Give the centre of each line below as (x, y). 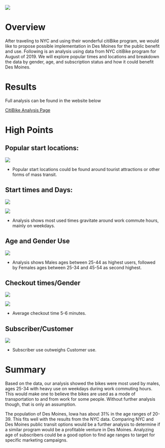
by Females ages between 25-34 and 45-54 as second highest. (77, 267)
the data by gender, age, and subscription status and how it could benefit (80, 62)
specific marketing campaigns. (36, 440)
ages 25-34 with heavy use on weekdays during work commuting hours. (79, 389)
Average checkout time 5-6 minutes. (49, 313)
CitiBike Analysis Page (28, 110)
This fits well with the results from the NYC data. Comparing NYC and (83, 419)
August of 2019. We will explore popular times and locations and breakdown (82, 56)
